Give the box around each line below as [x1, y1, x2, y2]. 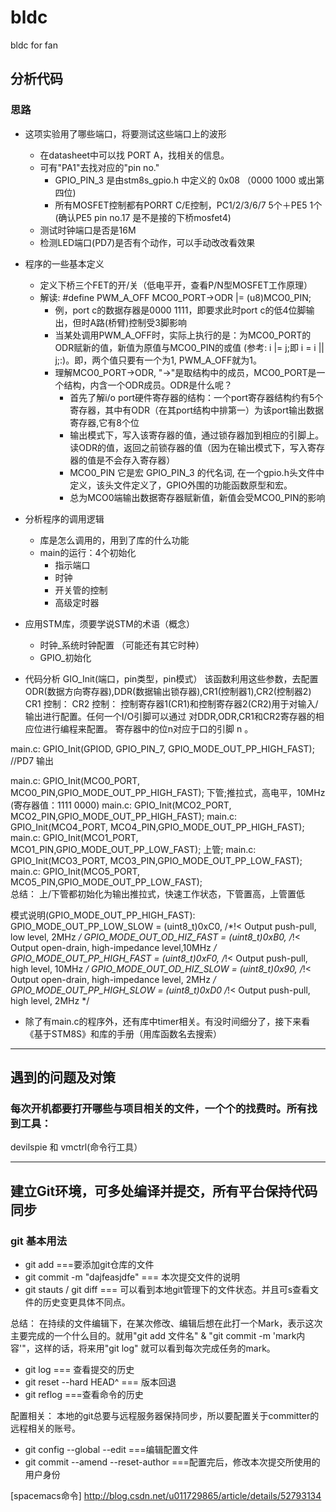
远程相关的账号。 [10, 1422, 81, 1434]
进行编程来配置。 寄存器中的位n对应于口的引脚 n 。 [42, 722, 254, 735]
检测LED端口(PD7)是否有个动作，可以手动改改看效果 [39, 236, 256, 248]
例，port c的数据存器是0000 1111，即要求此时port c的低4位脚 [54, 304, 307, 316]
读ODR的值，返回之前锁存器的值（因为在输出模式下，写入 [69, 441, 308, 453]
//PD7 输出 [10, 754, 54, 766]
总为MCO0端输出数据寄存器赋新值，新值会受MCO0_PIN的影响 [69, 491, 326, 503]
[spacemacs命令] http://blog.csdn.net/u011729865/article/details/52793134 [10, 1490, 322, 1501]
